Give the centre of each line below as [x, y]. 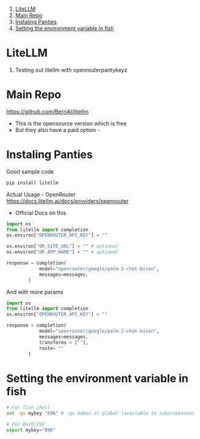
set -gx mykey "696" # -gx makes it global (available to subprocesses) [101, 413]
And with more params [35, 292]
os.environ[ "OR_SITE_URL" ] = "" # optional [62, 246]
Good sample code [30, 171]
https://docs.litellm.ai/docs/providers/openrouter [68, 201]
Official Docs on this [41, 213]
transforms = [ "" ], [63, 342]
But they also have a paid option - [58, 130]
